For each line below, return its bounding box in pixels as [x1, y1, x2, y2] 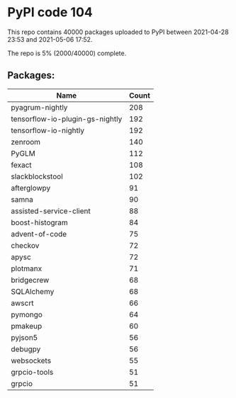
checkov [11, 240, 40, 250]
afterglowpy [11, 183, 51, 193]
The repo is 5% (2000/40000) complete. [7, 49, 127, 57]
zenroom [11, 137, 41, 147]
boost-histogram [11, 217, 69, 227]
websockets [11, 356, 52, 365]
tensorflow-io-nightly [11, 125, 85, 135]
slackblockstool [11, 171, 63, 181]
